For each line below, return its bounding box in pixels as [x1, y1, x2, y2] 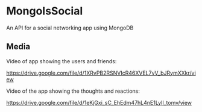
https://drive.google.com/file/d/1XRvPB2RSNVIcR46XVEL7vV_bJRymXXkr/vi [6, 69, 196, 76]
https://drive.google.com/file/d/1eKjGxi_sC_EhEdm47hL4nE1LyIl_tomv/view [6, 99, 192, 106]
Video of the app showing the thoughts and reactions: [6, 87, 140, 95]
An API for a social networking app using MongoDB [6, 24, 134, 31]
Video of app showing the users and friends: [6, 57, 117, 64]
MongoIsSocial [6, 4, 83, 18]
